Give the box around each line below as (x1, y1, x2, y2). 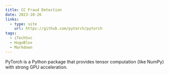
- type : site (10, 21, 37, 27)
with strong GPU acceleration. (5, 64, 68, 70)
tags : (5, 31, 17, 36)
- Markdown (10, 45, 33, 50)
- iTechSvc (10, 36, 33, 41)
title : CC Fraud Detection (5, 7, 62, 13)
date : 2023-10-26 (5, 12, 42, 17)
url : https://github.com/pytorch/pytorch (14, 26, 102, 31)
